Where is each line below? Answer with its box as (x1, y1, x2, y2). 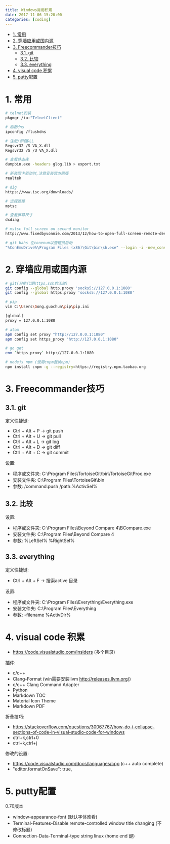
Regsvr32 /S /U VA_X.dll (5, 148, 58, 153)
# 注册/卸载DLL (5, 138, 34, 144)
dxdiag (5, 217, 19, 222)
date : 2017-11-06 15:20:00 (5, 12, 62, 17)
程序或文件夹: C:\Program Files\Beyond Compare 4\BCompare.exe (12, 525, 151, 531)
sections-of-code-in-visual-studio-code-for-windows (12, 729, 125, 735)
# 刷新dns (5, 125, 24, 130)
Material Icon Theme (12, 698, 56, 704)
